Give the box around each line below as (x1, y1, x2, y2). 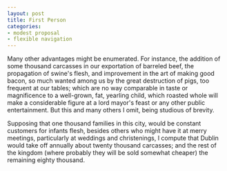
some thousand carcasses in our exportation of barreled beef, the (7, 62, 195, 70)
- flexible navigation (7, 36, 72, 43)
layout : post (7, 10, 45, 17)
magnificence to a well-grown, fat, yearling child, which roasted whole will (7, 91, 219, 100)
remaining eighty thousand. (7, 156, 85, 164)
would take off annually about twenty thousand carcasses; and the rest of (7, 141, 217, 150)
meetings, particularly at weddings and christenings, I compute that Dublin (7, 134, 219, 142)
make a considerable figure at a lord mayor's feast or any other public (7, 99, 206, 107)
